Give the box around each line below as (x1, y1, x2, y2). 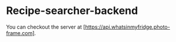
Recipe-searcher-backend (6, 4, 138, 17)
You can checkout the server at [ (6, 23, 85, 30)
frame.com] (6, 29, 35, 36)
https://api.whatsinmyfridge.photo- (85, 23, 171, 30)
